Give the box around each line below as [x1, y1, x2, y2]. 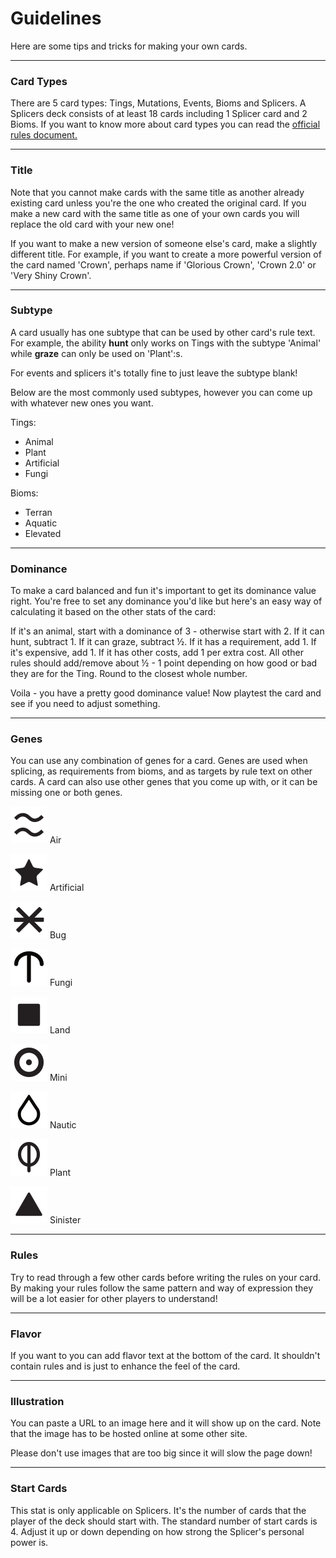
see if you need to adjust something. [10, 698, 161, 710]
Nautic [49, 1119, 77, 1131]
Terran [24, 506, 53, 518]
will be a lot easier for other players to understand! [10, 1292, 218, 1304]
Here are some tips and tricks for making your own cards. [10, 40, 248, 52]
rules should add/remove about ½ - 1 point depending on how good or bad [10, 657, 318, 669]
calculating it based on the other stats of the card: [10, 606, 217, 618]
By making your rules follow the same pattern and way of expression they [10, 1282, 314, 1294]
